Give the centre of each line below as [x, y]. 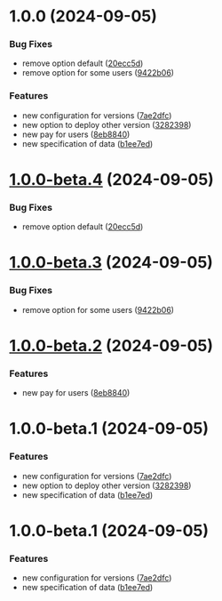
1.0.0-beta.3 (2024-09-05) [111, 263]
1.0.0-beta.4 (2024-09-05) [112, 179]
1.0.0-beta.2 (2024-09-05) [111, 345]
